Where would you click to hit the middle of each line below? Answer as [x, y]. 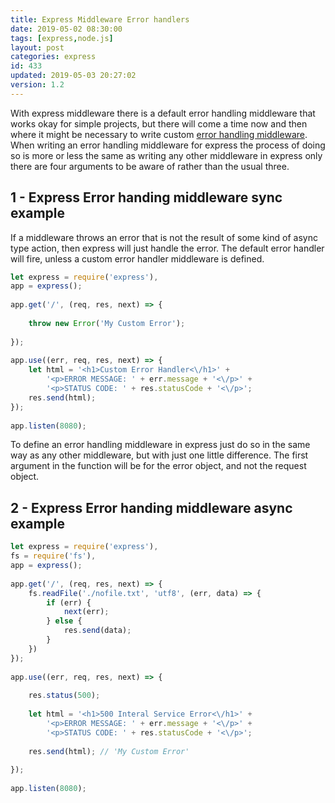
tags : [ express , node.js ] [62, 38]
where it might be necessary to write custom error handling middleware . [159, 134]
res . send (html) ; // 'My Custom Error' [109, 751]
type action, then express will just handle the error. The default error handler [167, 248]
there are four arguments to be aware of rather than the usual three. [150, 166]
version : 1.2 [37, 85]
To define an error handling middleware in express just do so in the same [160, 445]
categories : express [53, 57]
